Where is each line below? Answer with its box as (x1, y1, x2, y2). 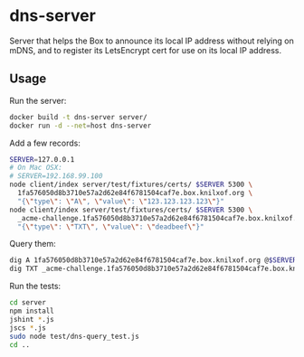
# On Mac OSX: (9, 164, 63, 173)
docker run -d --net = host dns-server (9, 121, 152, 130)
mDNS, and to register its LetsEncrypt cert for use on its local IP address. (9, 44, 282, 55)
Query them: (9, 239, 56, 249)
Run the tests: (9, 281, 62, 292)
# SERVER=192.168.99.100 (9, 172, 103, 181)
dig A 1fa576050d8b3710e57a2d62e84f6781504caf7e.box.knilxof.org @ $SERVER (9, 256, 298, 265)
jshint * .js (9, 315, 54, 324)
